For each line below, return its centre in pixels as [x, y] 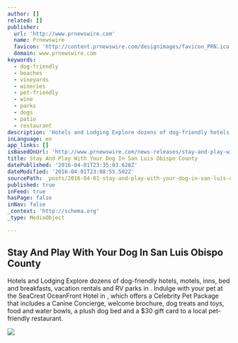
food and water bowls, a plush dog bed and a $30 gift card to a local [107, 310]
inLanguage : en [30, 139]
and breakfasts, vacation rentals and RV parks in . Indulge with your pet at [115, 288]
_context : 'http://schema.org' [53, 211]
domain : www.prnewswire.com [55, 54]
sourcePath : [25, 178]
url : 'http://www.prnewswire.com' [64, 34]
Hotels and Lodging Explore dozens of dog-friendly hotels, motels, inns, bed [119, 281]
